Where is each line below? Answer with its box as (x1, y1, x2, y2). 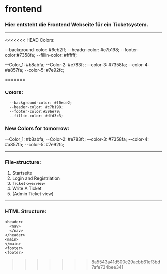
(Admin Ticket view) (12, 191, 54, 197)
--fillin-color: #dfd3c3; (9, 113, 64, 118)
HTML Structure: (5, 208, 47, 215)
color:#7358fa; (5, 52, 36, 58)
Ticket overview (12, 181, 46, 186)
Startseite (12, 170, 32, 176)
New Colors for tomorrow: (5, 125, 70, 132)
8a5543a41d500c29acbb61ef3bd (91, 259, 161, 265)
